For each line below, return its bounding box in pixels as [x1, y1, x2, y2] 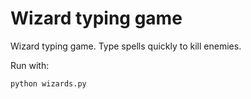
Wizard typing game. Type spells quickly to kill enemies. [10, 40, 242, 52]
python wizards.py [10, 78, 87, 89]
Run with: [10, 59, 50, 71]
